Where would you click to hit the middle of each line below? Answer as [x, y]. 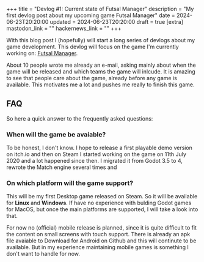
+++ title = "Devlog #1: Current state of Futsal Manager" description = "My [100, 9]
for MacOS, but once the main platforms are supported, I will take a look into [102, 209]
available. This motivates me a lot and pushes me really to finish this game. [100, 84]
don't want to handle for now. [43, 254]
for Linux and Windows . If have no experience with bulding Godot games [99, 203]
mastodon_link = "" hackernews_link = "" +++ [64, 28]
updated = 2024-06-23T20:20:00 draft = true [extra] [116, 22]
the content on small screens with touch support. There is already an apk [98, 234]
